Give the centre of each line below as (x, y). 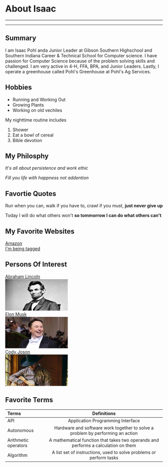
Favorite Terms (29, 400)
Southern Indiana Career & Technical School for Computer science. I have (81, 55)
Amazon (14, 243)
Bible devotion (27, 140)
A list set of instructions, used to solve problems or (104, 452)
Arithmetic (18, 440)
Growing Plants (28, 105)
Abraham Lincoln (23, 276)
